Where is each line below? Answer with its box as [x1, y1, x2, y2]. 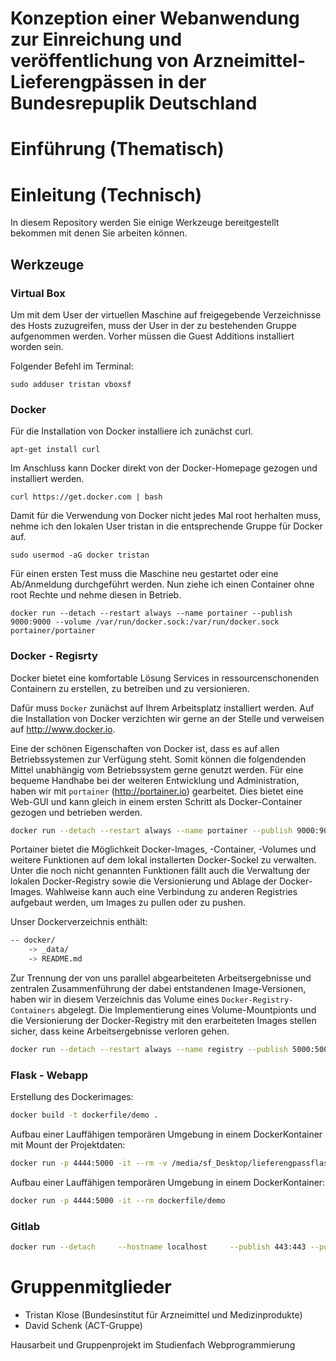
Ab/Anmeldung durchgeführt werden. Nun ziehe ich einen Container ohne [10, 578, 315, 591]
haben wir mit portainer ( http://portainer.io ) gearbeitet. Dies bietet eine [10, 785, 304, 797]
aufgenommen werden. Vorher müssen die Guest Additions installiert [10, 330, 295, 342]
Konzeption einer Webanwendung [10, 7, 300, 30]
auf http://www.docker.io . [10, 723, 116, 735]
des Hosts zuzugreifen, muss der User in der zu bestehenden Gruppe [10, 320, 297, 331]
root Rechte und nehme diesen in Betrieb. [10, 589, 182, 601]
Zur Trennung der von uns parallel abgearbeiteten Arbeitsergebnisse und [10, 972, 312, 984]
